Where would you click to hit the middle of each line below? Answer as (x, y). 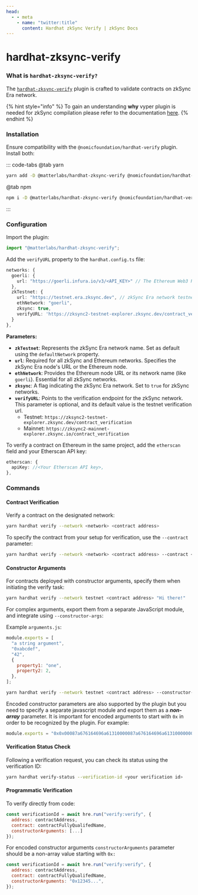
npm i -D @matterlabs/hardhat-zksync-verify (62, 198)
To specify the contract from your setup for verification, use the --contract (97, 538)
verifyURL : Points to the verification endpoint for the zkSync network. (99, 398)
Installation (23, 134)
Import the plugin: (28, 237)
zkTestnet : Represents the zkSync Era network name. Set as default (97, 348)
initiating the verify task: (35, 587)
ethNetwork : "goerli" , (44, 303)
